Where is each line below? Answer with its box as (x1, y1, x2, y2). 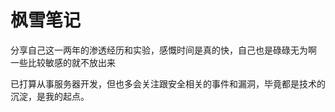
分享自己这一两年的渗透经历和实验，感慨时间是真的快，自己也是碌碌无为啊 (10, 44, 317, 56)
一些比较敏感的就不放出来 (10, 56, 116, 68)
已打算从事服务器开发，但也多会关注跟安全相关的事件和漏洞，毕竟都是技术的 (10, 77, 326, 90)
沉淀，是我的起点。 (10, 90, 90, 102)
